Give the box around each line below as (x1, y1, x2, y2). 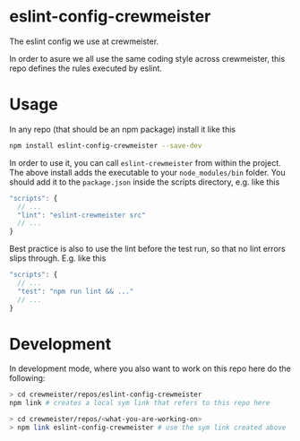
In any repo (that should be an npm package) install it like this (9, 124, 236, 134)
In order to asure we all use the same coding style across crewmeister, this (9, 53, 286, 64)
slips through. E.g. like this (9, 253, 107, 264)
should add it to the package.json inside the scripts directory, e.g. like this (9, 177, 280, 187)
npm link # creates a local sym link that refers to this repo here (9, 399, 270, 408)
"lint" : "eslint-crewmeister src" (17, 211, 146, 220)
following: (9, 373, 46, 384)
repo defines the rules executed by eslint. (9, 63, 163, 73)
